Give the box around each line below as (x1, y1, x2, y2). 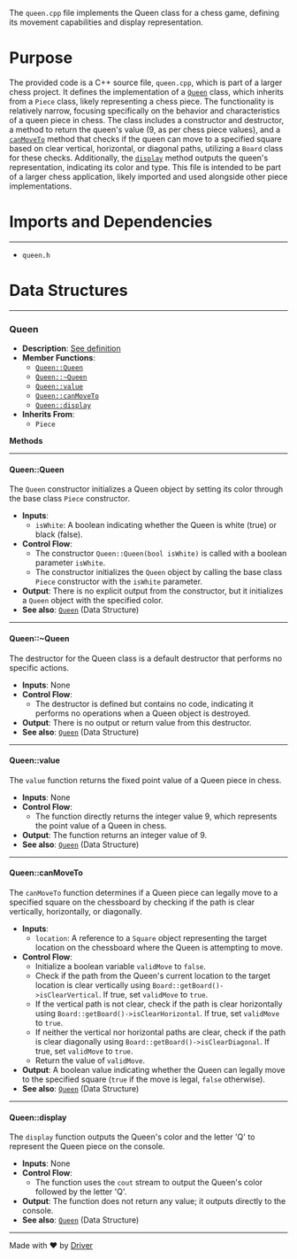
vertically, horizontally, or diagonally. (9, 905, 143, 916)
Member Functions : (21, 353, 95, 363)
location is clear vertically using (34, 979, 151, 991)
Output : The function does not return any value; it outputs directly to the (21, 1196, 286, 1207)
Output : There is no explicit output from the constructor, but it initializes (21, 586, 284, 596)
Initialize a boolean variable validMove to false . (34, 960, 206, 971)
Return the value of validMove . (34, 1054, 146, 1066)
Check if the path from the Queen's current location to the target (34, 970, 271, 981)
